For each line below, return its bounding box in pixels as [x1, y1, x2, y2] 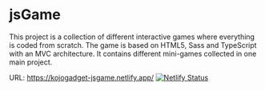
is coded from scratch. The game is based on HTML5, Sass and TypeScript [9, 40, 257, 49]
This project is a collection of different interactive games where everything [9, 32, 255, 41]
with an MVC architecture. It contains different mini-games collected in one [9, 49, 257, 58]
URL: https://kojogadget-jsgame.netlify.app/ [9, 72, 155, 82]
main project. [9, 57, 53, 67]
